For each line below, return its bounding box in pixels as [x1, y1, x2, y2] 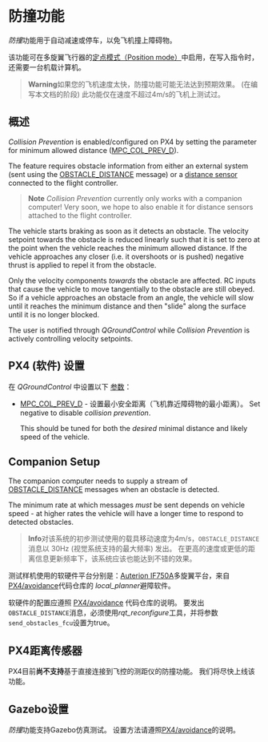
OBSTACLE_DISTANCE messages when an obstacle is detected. [8, 485, 220, 494]
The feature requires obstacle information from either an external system [8, 161, 249, 171]
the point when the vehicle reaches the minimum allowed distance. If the [8, 243, 247, 252]
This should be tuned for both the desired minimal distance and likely [19, 423, 248, 433]
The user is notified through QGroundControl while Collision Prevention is [8, 325, 250, 335]
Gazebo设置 [8, 702, 70, 716]
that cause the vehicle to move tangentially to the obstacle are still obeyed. [8, 284, 255, 293]
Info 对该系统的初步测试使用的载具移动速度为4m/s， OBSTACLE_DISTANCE [27, 534, 260, 543]
